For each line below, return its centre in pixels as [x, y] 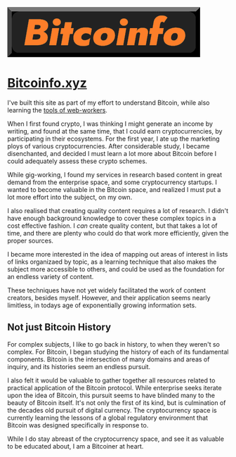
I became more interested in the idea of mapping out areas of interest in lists [118, 254]
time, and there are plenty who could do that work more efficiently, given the [118, 233]
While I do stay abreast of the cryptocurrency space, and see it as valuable [116, 439]
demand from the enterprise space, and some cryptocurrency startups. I [112, 182]
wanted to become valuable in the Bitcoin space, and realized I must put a [114, 189]
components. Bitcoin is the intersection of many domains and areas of [109, 359]
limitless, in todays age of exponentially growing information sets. [102, 305]
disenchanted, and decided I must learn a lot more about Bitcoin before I [112, 153]
